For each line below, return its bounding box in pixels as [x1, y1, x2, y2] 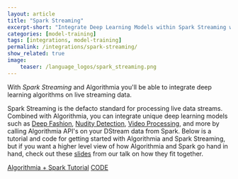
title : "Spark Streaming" [7, 17, 84, 24]
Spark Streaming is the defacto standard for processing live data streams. [7, 104, 223, 112]
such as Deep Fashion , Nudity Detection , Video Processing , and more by [7, 119, 220, 128]
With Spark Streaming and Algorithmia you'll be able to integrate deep [7, 82, 212, 91]
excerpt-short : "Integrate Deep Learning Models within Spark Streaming [7, 23, 227, 31]
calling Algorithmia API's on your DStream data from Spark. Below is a [7, 126, 212, 135]
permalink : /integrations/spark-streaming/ [7, 43, 138, 50]
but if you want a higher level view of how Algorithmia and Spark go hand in [7, 141, 229, 150]
